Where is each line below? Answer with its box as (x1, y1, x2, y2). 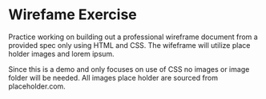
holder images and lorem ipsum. (8, 49, 115, 58)
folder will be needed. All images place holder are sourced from (8, 73, 219, 82)
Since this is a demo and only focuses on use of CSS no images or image (8, 64, 250, 73)
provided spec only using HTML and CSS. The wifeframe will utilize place (8, 40, 251, 49)
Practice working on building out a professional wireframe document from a (8, 32, 258, 42)
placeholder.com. (8, 81, 66, 91)
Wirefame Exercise (8, 6, 138, 24)
